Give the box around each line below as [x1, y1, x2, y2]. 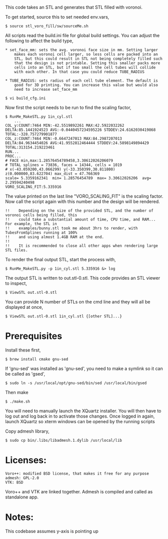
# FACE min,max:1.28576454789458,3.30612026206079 [5, 158, 113, 163]
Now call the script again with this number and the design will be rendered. [5, 199, 160, 205]
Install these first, [5, 347, 41, 353]
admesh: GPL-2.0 [5, 475, 39, 480]
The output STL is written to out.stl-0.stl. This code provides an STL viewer [5, 275, 160, 281]
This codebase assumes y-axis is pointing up [5, 528, 99, 534]
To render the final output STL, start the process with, [5, 257, 116, 262]
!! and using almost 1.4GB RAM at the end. [5, 235, 104, 240]
